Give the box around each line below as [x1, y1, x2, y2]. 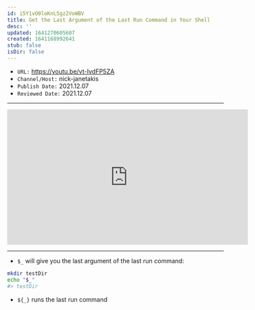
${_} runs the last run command [16, 295, 108, 303]
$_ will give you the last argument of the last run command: [16, 256, 184, 265]
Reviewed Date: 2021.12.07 [16, 89, 92, 97]
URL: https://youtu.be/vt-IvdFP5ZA [16, 67, 115, 76]
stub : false [7, 42, 41, 49]
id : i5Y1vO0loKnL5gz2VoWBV [7, 10, 85, 17]
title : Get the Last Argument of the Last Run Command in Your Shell [7, 16, 211, 23]
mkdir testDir [7, 269, 48, 277]
